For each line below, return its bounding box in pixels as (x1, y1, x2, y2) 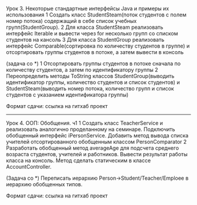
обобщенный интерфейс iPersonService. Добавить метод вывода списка (6, 132, 189, 139)
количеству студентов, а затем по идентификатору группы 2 (6, 66, 158, 73)
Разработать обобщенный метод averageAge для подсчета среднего (6, 144, 179, 152)
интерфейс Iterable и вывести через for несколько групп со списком (6, 30, 178, 37)
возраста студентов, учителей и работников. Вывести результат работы (6, 151, 188, 157)
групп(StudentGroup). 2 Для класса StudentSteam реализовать (6, 23, 164, 31)
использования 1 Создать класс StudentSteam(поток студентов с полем (6, 11, 186, 18)
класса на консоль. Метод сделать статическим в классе (6, 157, 151, 164)
